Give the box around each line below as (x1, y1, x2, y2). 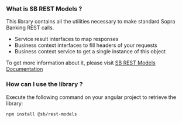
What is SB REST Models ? (6, 5, 83, 13)
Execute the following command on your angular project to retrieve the (6, 93, 177, 101)
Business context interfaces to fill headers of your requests (14, 42, 157, 49)
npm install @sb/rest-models (6, 111, 77, 117)
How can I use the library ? (6, 80, 83, 88)
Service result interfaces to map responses (14, 36, 119, 43)
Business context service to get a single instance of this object (14, 48, 166, 55)
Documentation (6, 66, 43, 73)
